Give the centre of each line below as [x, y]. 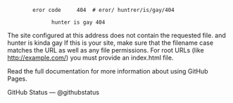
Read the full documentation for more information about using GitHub [108, 71]
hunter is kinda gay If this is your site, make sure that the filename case [110, 43]
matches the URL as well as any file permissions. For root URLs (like [106, 50]
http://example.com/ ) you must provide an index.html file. [90, 57]
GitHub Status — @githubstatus [53, 92]
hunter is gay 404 [78, 22]
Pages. [17, 78]
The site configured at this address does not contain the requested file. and [117, 35]
